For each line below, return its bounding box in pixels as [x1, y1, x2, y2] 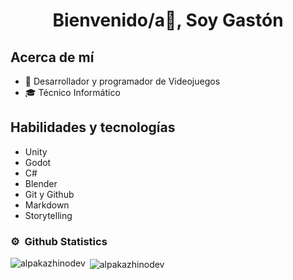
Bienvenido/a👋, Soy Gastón [52, 9, 284, 32]
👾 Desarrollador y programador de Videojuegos [24, 75, 221, 87]
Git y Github [24, 188, 75, 200]
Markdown [24, 199, 70, 211]
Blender [24, 177, 58, 189]
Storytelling [24, 209, 73, 221]
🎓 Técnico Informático [24, 87, 121, 98]
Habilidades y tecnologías [10, 119, 176, 136]
